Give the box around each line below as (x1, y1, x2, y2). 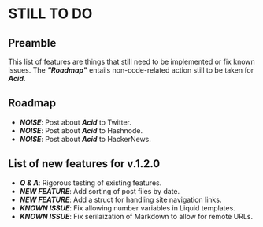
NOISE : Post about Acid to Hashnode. (19, 125, 143, 135)
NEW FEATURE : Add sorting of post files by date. (19, 186, 180, 195)
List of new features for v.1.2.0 (8, 157, 161, 170)
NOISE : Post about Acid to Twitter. (19, 117, 132, 127)
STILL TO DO (8, 5, 93, 23)
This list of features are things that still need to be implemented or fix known (8, 57, 256, 66)
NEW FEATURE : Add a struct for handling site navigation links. (19, 195, 222, 204)
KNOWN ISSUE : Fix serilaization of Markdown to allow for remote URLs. (19, 211, 254, 221)
